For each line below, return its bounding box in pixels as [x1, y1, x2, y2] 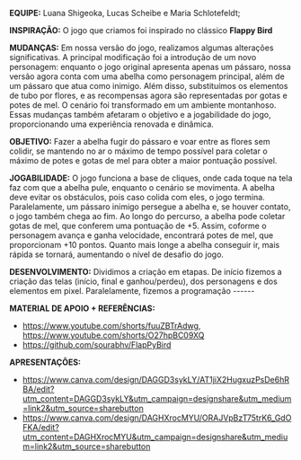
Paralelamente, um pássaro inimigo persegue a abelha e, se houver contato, [9, 201, 291, 212]
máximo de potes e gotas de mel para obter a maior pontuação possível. [9, 155, 278, 165]
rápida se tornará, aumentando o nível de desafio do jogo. [9, 249, 225, 260]
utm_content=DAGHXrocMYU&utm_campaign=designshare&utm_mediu [22, 431, 288, 442]
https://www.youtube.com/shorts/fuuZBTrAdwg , [22, 321, 201, 331]
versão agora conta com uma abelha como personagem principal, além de [9, 71, 285, 82]
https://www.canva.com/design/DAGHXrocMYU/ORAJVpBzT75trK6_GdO [22, 412, 292, 423]
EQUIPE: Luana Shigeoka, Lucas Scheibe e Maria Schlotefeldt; [9, 8, 241, 18]
